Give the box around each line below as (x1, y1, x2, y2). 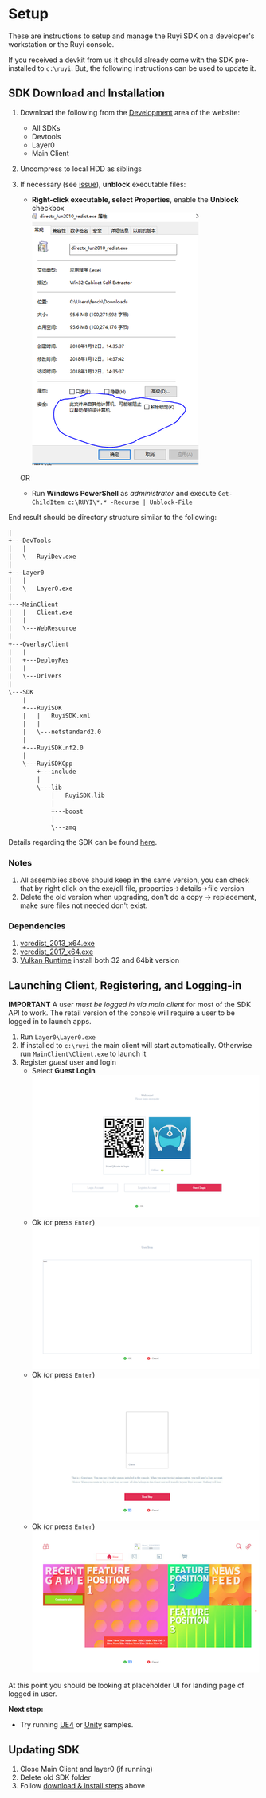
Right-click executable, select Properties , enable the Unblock (31, 194, 239, 204)
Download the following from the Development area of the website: (19, 107, 241, 117)
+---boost (50, 807, 84, 815)
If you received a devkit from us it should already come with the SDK (8, 55, 233, 64)
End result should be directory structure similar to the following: (8, 512, 217, 522)
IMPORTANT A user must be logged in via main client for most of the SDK (8, 1000, 252, 1010)
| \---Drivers (8, 672, 62, 680)
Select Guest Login (31, 1066, 96, 1076)
